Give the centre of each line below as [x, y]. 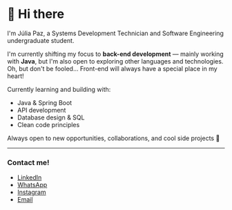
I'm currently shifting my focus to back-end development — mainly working [116, 54]
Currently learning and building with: [59, 89]
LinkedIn [29, 178]
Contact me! [28, 162]
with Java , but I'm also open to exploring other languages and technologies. [115, 61]
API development [41, 110]
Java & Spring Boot [45, 102]
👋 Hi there [36, 14]
